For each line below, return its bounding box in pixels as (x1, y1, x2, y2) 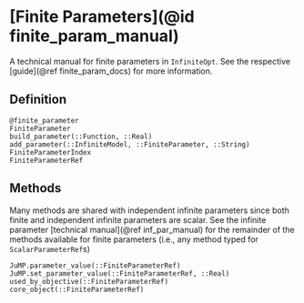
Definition (9, 92, 66, 107)
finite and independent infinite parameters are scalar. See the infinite (9, 214, 267, 225)
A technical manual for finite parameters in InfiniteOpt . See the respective (9, 56, 291, 66)
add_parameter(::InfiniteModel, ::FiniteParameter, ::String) (9, 139, 250, 149)
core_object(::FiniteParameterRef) (9, 285, 145, 294)
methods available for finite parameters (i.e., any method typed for (9, 234, 259, 245)
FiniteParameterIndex (9, 147, 92, 157)
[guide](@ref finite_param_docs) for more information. (9, 66, 213, 76)
